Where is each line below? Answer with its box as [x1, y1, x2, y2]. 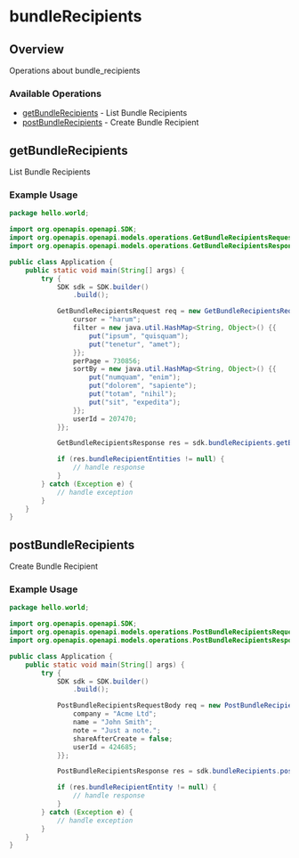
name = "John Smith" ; [72, 718, 153, 727]
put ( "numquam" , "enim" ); [88, 373, 181, 382]
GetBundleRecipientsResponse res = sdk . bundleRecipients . [56, 439, 277, 448]
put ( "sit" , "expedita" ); [88, 398, 181, 407]
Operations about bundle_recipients [9, 65, 141, 76]
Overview [9, 42, 65, 57]
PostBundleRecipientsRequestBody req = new [56, 701, 221, 710]
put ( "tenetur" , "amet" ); [88, 340, 181, 349]
